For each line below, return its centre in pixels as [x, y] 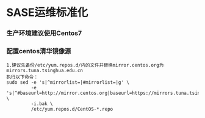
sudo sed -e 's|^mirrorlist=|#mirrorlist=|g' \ [68, 83]
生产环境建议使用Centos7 [44, 33]
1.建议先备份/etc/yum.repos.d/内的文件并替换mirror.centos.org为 [85, 65]
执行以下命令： [22, 77]
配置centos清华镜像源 [39, 51]
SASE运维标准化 [47, 13]
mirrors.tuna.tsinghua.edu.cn [45, 71]
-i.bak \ [42, 104]
